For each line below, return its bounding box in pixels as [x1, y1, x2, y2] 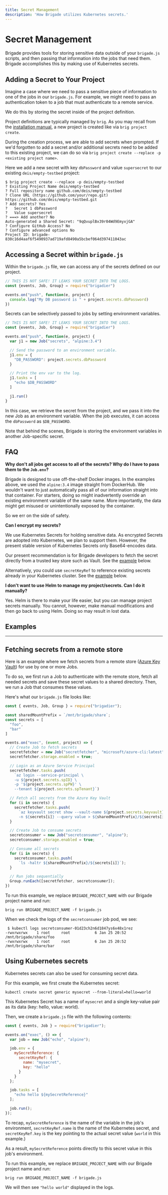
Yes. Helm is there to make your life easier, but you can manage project [5, 597, 152, 603]
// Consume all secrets [9, 846, 59, 851]
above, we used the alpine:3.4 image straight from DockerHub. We [5, 482, 145, 488]
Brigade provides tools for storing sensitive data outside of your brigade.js [5, 50, 160, 56]
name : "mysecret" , [23, 1060, 61, 1065]
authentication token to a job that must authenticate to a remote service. [5, 99, 154, 105]
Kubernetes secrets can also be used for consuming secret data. [5, 970, 138, 976]
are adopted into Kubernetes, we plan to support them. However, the [5, 537, 146, 543]
